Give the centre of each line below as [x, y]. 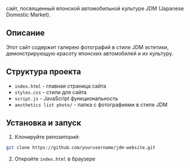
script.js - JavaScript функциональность [66, 98]
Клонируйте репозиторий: [47, 137]
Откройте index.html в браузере [55, 159]
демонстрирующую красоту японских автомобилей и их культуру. [90, 53]
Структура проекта [44, 72]
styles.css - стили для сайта [50, 92]
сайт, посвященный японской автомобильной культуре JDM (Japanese [95, 8]
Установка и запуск [44, 123]
